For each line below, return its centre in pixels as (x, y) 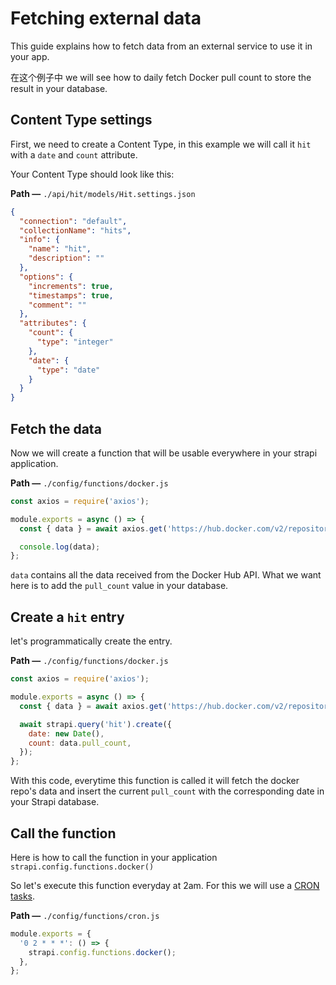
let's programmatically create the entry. (91, 641)
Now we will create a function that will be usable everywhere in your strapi (164, 453)
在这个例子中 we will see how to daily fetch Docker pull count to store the (161, 77)
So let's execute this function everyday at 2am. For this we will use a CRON (165, 885)
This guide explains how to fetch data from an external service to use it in (161, 46)
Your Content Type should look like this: (92, 174)
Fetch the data (56, 428)
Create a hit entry (67, 617)
